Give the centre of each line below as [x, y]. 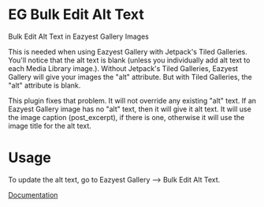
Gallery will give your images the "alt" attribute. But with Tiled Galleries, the [130, 77]
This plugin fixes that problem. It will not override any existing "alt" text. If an [132, 100]
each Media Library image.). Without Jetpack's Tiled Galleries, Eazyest [123, 68]
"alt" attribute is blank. [45, 85]
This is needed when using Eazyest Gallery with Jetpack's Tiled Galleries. [128, 51]
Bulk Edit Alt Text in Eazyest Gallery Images [79, 36]
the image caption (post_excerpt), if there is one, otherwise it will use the [126, 117]
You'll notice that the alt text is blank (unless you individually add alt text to [129, 60]
